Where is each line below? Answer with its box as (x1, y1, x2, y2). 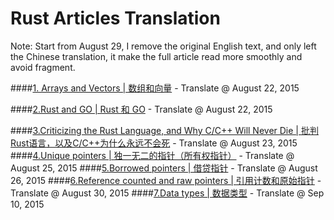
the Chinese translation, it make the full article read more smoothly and (10, 50, 303, 62)
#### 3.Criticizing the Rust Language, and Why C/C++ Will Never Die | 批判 (10, 124, 319, 136)
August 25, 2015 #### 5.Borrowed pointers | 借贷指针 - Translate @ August (10, 162, 318, 174)
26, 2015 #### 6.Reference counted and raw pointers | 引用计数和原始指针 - (10, 174, 322, 186)
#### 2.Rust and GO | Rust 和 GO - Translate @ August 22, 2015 (10, 103, 273, 115)
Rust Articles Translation (10, 7, 221, 30)
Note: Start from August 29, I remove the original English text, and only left (10, 40, 317, 52)
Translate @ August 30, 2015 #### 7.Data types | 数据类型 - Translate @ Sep (10, 187, 325, 199)
